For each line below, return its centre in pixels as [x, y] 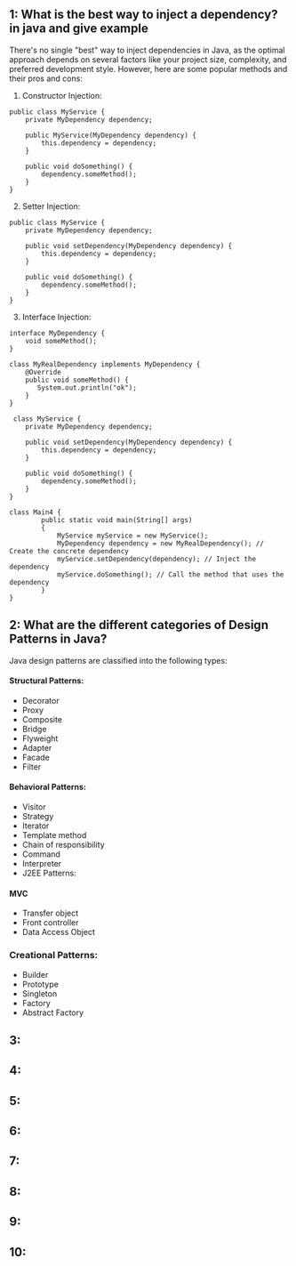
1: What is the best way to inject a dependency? [144, 15]
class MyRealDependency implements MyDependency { [105, 364]
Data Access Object [59, 932]
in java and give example [79, 29]
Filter [32, 766]
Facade [36, 757]
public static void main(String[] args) [117, 520]
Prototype [40, 984]
